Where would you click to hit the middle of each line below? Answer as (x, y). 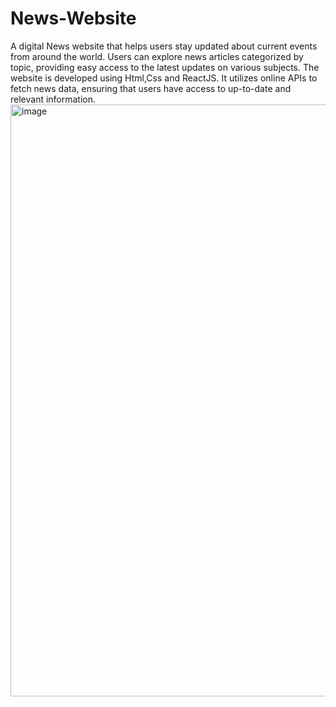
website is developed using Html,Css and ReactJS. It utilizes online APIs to (164, 78)
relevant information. (53, 99)
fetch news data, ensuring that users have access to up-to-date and (151, 88)
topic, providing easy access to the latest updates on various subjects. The (165, 67)
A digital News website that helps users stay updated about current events (164, 46)
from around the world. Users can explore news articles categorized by (157, 56)
